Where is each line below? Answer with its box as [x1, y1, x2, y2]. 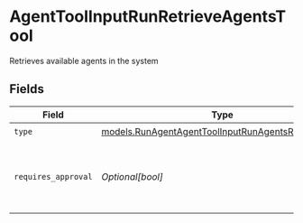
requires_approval [14, 172, 93, 181]
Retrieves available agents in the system [9, 55, 160, 66]
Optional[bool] [101, 170, 164, 182]
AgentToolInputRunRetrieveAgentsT [9, 6, 287, 27]
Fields [9, 81, 45, 97]
